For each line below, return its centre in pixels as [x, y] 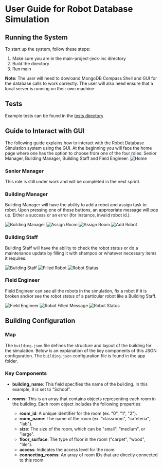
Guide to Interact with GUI [45, 131]
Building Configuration [40, 321]
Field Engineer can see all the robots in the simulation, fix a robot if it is [76, 291]
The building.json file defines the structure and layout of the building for [78, 345]
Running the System [36, 37]
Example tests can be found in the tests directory [54, 116]
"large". [27, 434]
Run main [22, 69]
